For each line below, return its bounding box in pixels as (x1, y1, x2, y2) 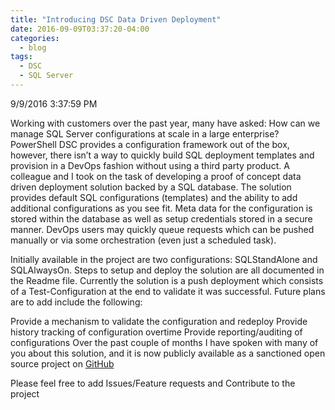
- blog (19, 42, 47, 53)
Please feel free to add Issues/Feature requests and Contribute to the (10, 377, 296, 389)
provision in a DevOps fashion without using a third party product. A (10, 159, 290, 171)
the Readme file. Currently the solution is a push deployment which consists (10, 274, 324, 286)
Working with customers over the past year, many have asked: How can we (10, 117, 321, 129)
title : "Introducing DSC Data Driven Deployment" (10, 14, 222, 25)
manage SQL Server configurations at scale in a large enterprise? (10, 127, 280, 140)
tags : (10, 52, 33, 62)
